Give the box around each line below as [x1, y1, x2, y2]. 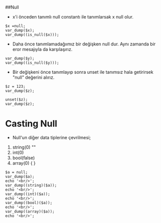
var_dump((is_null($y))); [5, 60, 59, 65]
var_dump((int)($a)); [5, 192, 50, 197]
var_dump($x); [5, 28, 35, 33]
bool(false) [12, 155, 35, 161]
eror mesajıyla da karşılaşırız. [12, 46, 72, 52]
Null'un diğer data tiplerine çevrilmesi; [12, 134, 91, 140]
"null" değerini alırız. [12, 74, 55, 80]
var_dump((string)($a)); [5, 183, 57, 188]
